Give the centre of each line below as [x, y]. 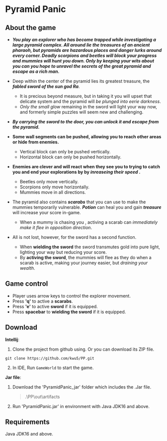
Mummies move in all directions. [53, 192]
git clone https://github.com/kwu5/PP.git [50, 358]
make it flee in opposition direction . [56, 227]
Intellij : [12, 339]
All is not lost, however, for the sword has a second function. [74, 237]
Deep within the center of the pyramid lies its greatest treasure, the [81, 81]
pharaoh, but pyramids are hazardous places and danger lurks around [87, 50]
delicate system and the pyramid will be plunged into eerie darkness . [90, 101]
